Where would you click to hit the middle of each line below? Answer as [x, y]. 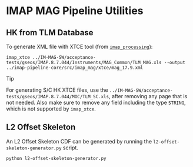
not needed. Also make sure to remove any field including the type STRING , [96, 102]
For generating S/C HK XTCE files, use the [57, 90]
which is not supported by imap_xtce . [51, 109]
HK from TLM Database [50, 33]
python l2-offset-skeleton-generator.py [56, 158]
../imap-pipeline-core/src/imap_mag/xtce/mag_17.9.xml [75, 68]
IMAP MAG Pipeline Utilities [75, 11]
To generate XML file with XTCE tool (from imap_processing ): [79, 46]
